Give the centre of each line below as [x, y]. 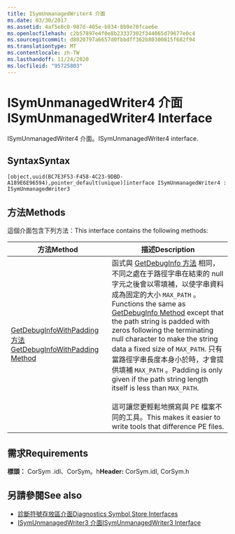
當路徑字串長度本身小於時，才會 [164, 360]
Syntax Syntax [39, 161]
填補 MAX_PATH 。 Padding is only [170, 370]
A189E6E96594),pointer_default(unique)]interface [81, 183]
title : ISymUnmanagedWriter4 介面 [57, 14]
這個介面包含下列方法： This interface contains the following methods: [108, 231]
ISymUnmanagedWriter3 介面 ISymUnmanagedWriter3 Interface [109, 522]
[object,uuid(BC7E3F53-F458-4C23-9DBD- [65, 177]
